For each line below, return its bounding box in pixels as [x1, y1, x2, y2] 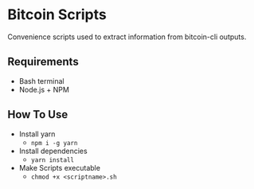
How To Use [7, 108, 68, 121]
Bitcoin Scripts [7, 6, 107, 24]
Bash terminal [18, 76, 64, 85]
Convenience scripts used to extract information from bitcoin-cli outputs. [7, 32, 247, 41]
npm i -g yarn [30, 139, 78, 147]
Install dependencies [18, 146, 88, 156]
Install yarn [18, 129, 56, 139]
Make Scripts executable [18, 163, 101, 172]
